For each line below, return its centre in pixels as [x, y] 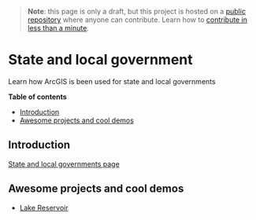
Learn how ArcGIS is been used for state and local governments [112, 81]
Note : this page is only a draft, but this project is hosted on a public [137, 11]
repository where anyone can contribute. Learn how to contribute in [137, 20]
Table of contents [37, 97]
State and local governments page [64, 163]
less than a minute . [58, 28]
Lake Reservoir [44, 207]
